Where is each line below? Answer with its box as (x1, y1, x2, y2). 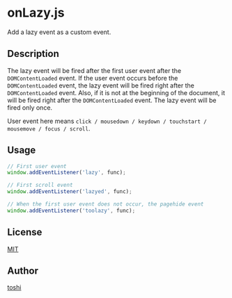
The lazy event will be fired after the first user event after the (7, 66, 182, 74)
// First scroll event (7, 182, 73, 189)
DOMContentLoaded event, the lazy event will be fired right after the (7, 81, 195, 90)
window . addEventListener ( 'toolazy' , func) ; (7, 207, 136, 214)
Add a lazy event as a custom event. (7, 28, 111, 36)
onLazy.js (7, 5, 65, 21)
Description (7, 48, 59, 60)
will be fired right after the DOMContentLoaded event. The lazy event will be (7, 96, 217, 104)
